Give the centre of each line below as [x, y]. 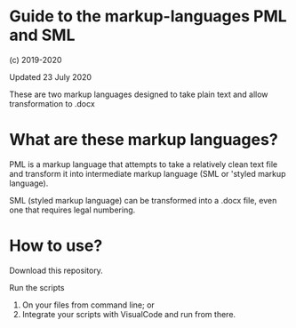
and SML [42, 35]
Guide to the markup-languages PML [148, 16]
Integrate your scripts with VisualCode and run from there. [129, 314]
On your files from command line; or [88, 305]
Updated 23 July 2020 [50, 76]
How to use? [56, 246]
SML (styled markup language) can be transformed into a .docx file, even [143, 200]
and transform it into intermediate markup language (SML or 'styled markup [148, 173]
